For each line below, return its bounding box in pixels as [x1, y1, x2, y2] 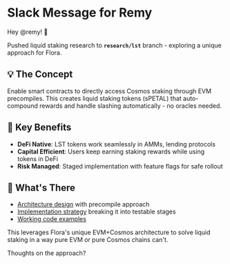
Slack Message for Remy [7, 5, 153, 21]
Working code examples [17, 215, 86, 223]
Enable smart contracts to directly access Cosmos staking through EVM [7, 86, 212, 95]
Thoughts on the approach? [7, 249, 86, 257]
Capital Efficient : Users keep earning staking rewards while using [17, 147, 205, 155]
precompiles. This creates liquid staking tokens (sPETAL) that [7, 94, 182, 102]
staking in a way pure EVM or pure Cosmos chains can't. [7, 236, 169, 244]
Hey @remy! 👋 [7, 28, 48, 36]
